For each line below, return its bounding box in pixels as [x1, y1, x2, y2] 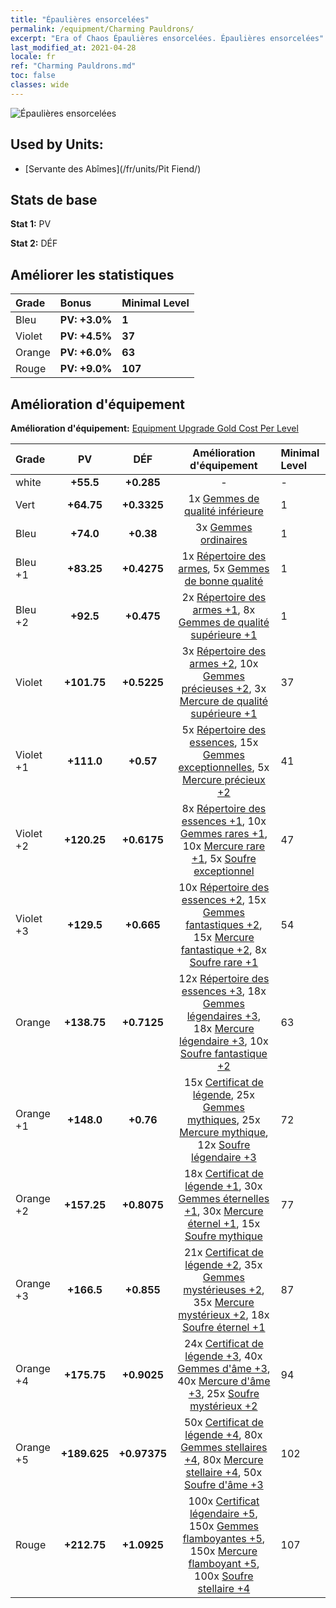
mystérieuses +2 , [183, 1283, 265, 1296]
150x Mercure [189, 1544, 258, 1558]
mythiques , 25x [187, 1113, 261, 1126]
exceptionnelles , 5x [178, 761, 270, 774]
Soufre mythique [184, 1229, 263, 1243]
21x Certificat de [183, 1246, 264, 1259]
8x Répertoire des [181, 802, 267, 815]
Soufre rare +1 [189, 956, 259, 969]
